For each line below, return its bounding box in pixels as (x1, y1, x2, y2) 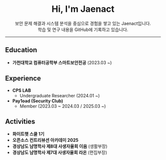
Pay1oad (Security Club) (12, 98, 63, 104)
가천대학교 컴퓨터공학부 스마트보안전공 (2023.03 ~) (12, 59, 112, 65)
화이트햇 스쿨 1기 (12, 131, 44, 137)
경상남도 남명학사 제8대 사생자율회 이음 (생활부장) (12, 143, 108, 149)
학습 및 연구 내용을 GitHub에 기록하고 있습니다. (38, 26, 128, 33)
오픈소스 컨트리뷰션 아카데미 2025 (12, 137, 79, 143)
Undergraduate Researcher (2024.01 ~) (19, 92, 100, 98)
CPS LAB (12, 87, 31, 93)
